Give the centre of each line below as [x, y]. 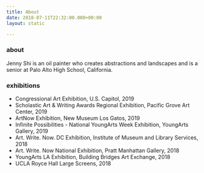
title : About [23, 12]
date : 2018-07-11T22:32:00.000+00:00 [54, 18]
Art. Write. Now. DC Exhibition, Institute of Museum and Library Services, [107, 137]
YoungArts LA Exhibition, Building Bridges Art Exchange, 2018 [93, 157]
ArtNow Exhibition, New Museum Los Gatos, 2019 [77, 118]
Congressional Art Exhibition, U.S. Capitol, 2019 [75, 99]
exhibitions [23, 85]
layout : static [26, 23]
